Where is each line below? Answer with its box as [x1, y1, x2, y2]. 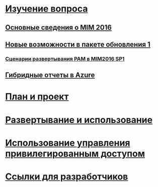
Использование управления [5, 137, 130, 149]
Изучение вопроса [5, 3, 88, 15]
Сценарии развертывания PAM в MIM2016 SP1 [5, 55, 125, 62]
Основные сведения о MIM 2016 [5, 23, 112, 32]
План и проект [5, 91, 69, 102]
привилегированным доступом [5, 148, 145, 159]
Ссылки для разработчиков [5, 171, 128, 182]
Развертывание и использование [5, 114, 152, 126]
